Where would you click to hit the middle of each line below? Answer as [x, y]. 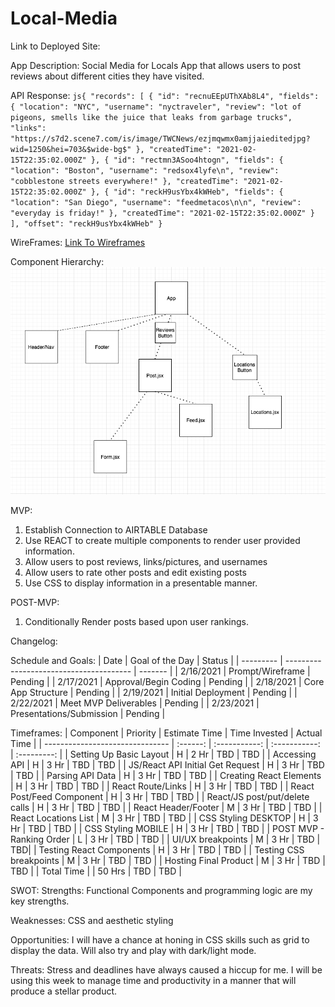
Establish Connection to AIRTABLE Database [116, 529]
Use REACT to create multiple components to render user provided [162, 540]
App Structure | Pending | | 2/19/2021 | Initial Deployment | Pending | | [154, 692]
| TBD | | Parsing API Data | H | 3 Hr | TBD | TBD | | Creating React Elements [166, 775]
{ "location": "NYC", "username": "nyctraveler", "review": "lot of [156, 107]
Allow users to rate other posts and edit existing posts [135, 572]
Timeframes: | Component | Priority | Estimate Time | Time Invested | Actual [166, 733]
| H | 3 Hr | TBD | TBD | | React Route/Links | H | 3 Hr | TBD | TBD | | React [162, 786]
